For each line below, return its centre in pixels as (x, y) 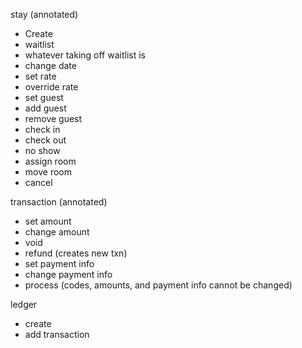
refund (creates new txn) (76, 253)
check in (42, 129)
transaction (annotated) (59, 202)
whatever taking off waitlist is (85, 55)
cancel (38, 182)
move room (48, 172)
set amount (48, 221)
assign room (50, 161)
